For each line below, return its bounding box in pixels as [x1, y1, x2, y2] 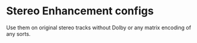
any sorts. [6, 30, 31, 37]
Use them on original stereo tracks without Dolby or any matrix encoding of [6, 24, 192, 31]
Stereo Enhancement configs [6, 4, 154, 18]
